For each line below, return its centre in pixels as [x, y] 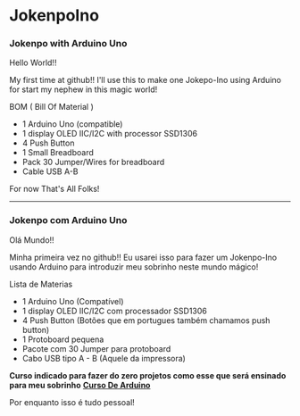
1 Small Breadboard [58, 153]
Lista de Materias [41, 284]
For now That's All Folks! [54, 189]
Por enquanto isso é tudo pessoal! [72, 402]
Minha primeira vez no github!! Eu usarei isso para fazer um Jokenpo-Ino [143, 257]
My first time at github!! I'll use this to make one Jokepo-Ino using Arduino [145, 80]
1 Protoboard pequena [63, 339]
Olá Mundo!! [32, 240]
